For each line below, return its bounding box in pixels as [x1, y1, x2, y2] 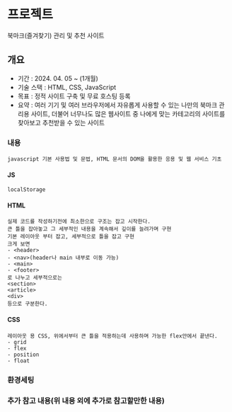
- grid [7, 338, 27, 345]
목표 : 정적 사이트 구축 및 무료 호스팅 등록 [17, 91, 131, 100]
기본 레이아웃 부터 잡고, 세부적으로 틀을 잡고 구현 [7, 233, 134, 241]
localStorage [7, 186, 46, 193]
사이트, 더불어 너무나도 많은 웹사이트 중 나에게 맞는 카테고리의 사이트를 [30, 109, 226, 118]
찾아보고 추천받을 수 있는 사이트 [17, 118, 105, 127]
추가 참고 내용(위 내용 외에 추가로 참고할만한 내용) [7, 396, 165, 406]
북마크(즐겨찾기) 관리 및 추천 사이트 [7, 31, 105, 40]
